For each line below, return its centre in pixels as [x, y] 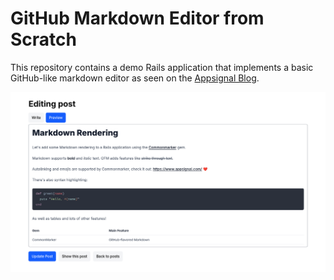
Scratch [43, 39]
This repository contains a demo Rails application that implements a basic [162, 67]
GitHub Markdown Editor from [137, 18]
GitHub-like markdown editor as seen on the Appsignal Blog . [135, 78]
